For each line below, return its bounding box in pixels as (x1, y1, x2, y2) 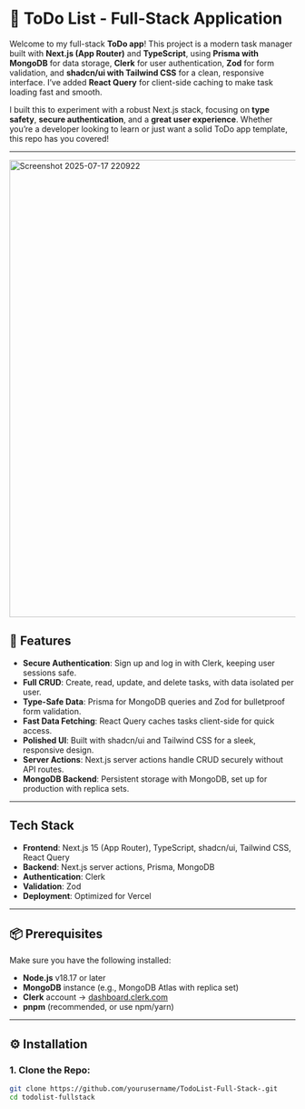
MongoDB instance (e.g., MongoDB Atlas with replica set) (22, 982, 239, 994)
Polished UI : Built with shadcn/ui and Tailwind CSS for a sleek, (22, 734, 256, 745)
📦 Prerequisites (9, 926, 103, 942)
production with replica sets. (22, 783, 130, 794)
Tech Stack (9, 818, 74, 834)
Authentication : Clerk (22, 871, 106, 882)
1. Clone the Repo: (9, 1064, 91, 1076)
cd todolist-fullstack (9, 1093, 95, 1102)
